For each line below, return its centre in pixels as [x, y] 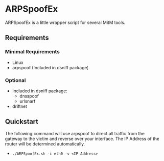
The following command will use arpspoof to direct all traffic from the [75, 133]
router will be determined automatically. [45, 144]
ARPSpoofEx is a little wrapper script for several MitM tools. [65, 22]
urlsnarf [27, 101]
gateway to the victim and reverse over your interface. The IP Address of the [82, 139]
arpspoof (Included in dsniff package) [50, 67]
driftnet [20, 106]
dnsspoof [29, 96]
